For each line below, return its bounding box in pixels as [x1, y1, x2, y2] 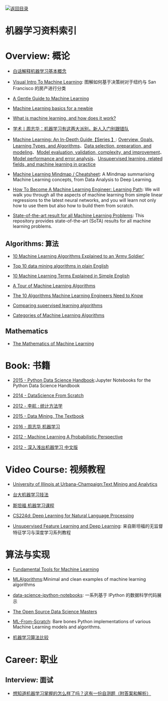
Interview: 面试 [5, 676, 53, 684]
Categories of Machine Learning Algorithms [12, 312, 105, 318]
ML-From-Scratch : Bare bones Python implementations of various [12, 618, 151, 624]
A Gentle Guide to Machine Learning [12, 96, 89, 102]
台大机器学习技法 [12, 491, 49, 498]
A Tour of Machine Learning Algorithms [12, 282, 96, 288]
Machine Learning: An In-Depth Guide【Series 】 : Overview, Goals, [12, 136, 154, 142]
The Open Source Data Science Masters [12, 608, 98, 615]
